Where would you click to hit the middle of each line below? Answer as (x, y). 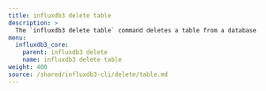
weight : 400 (28, 67)
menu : (17, 38)
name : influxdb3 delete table (72, 60)
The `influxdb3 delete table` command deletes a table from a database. (138, 30)
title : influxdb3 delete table (60, 15)
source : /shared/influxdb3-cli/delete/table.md (88, 74)
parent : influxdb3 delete (65, 52)
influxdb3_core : (42, 45)
